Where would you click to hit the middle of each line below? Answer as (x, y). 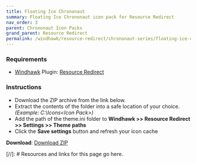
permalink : (19, 39)
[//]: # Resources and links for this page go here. (65, 154)
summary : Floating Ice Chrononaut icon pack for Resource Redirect (90, 17)
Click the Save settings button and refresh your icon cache (86, 131)
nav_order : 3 (22, 22)
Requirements (27, 59)
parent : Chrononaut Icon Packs (44, 28)
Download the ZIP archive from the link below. (70, 100)
